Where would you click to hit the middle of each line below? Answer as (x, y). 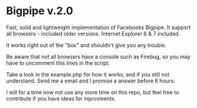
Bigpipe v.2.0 (40, 11)
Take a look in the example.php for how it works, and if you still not (88, 74)
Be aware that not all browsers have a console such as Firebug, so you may (99, 56)
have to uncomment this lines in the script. (58, 63)
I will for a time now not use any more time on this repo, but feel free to (93, 92)
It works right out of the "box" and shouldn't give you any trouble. (86, 45)
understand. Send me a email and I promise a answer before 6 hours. (91, 81)
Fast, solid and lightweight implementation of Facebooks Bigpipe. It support (99, 27)
